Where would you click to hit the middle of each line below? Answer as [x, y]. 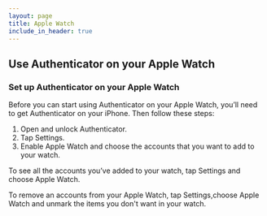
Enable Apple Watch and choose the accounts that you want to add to [137, 146]
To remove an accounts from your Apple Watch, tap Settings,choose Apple [134, 195]
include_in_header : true [50, 31]
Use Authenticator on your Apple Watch [112, 64]
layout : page [31, 16]
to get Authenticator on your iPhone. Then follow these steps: [112, 114]
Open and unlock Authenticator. [74, 129]
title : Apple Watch [42, 24]
